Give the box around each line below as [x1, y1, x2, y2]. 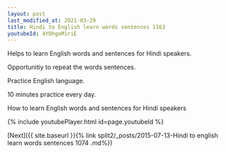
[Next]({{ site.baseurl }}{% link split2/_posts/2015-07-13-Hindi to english [7, 131, 219, 140]
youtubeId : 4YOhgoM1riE [7, 30, 78, 37]
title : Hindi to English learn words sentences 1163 [7, 23, 166, 30]
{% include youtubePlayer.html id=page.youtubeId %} [7, 118, 164, 126]
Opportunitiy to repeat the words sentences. [7, 63, 136, 71]
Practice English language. [7, 77, 85, 85]
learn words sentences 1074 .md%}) [7, 139, 113, 147]
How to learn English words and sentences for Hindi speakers [7, 104, 187, 113]
